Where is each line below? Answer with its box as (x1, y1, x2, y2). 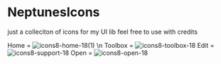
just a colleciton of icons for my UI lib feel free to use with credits (7, 27, 198, 36)
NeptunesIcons (7, 4, 100, 20)
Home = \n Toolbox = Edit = (7, 41, 215, 49)
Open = (70, 49, 93, 57)
